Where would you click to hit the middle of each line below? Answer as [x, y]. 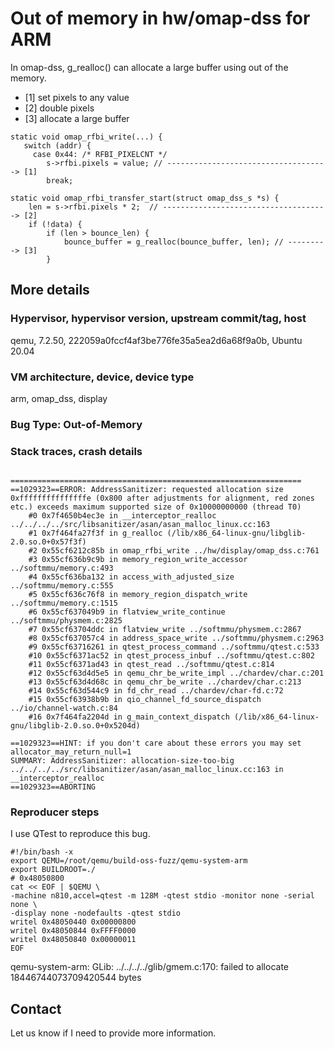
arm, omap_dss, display [59, 398]
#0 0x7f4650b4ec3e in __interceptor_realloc [122, 516]
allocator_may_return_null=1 [71, 752]
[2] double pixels [59, 108]
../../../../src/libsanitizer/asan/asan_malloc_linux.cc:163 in [147, 770]
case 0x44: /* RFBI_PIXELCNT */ [100, 154]
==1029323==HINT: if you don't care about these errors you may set [156, 743]
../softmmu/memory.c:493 [62, 568]
